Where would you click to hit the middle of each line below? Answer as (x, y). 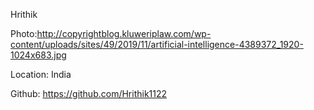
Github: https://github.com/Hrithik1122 (89, 93)
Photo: (24, 33)
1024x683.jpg (38, 55)
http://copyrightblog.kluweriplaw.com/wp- (124, 33)
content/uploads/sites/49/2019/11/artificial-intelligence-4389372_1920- (157, 44)
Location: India (41, 74)
